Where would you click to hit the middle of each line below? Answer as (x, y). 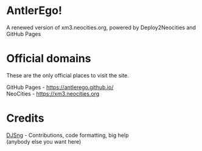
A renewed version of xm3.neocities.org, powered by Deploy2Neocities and (101, 27)
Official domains (49, 59)
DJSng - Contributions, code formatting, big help (68, 135)
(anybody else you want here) (44, 141)
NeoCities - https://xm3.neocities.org (53, 93)
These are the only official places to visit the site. (68, 75)
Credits (25, 118)
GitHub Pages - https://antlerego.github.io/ (60, 87)
